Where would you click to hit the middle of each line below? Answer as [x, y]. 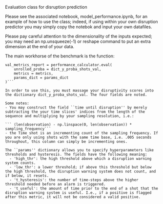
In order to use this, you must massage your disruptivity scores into [79, 91]
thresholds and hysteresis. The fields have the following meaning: [76, 154]
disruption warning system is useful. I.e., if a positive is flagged [78, 193]
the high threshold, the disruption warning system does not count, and [81, 171]
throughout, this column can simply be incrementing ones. [66, 142]
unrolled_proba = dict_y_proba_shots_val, [58, 69]
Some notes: [17, 103]
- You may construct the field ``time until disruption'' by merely [76, 108]
